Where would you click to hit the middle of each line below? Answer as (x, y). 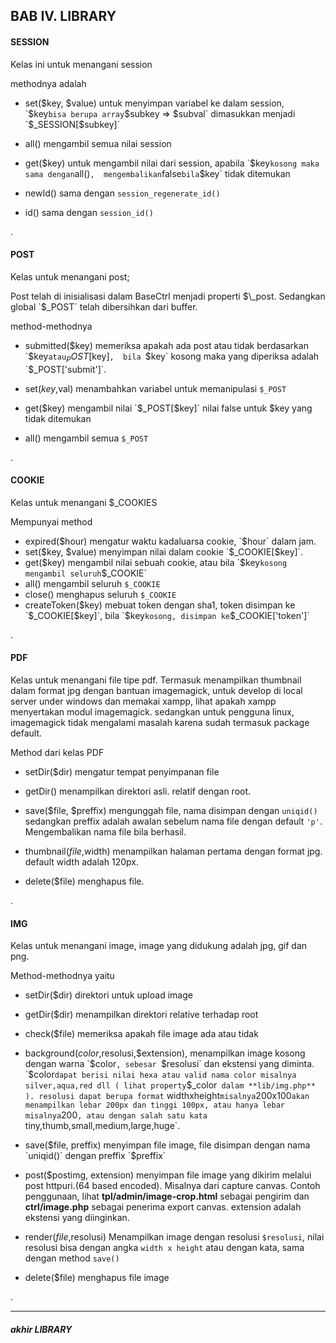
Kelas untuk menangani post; (70, 276)
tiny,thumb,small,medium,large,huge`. (102, 1126)
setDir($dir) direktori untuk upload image (108, 995)
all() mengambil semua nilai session (98, 143)
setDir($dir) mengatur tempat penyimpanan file (122, 772)
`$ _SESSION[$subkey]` (72, 124)
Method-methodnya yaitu (62, 976)
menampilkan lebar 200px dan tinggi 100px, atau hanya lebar (155, 1105)
